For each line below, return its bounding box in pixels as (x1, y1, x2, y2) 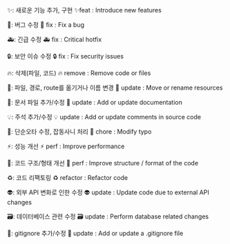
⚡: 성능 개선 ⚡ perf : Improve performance (7, 142, 125, 150)
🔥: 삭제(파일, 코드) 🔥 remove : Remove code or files (7, 69, 151, 77)
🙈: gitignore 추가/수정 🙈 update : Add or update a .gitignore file (7, 230, 184, 237)
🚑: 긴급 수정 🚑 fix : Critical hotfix (7, 35, 102, 43)
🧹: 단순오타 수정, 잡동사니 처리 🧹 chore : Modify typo (7, 128, 152, 136)
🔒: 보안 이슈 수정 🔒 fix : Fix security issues (7, 52, 124, 60)
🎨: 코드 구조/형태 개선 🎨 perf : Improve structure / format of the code (7, 159, 199, 167)
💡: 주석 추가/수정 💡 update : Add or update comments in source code (7, 113, 202, 121)
